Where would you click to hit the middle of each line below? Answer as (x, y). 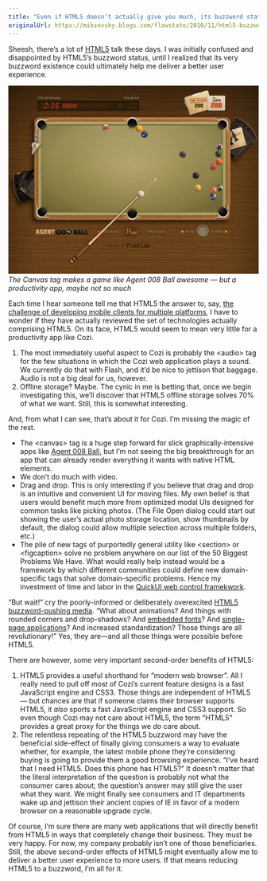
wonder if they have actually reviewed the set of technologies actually (123, 320)
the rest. (22, 427)
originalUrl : (30, 25)
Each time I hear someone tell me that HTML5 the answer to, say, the (121, 303)
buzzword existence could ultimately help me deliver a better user (116, 66)
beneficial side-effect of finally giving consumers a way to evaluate (130, 743)
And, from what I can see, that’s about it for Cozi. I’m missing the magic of (129, 419)
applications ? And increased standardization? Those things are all (134, 627)
